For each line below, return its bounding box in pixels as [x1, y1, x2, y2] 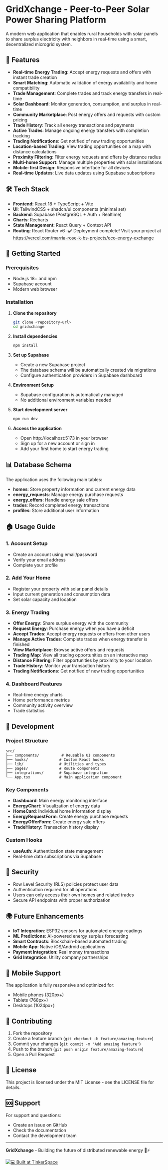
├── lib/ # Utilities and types [5, 762, 107, 767]
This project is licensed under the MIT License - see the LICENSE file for [5, 1079, 154, 1085]
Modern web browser [12, 286, 58, 292]
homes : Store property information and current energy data [12, 486, 136, 492]
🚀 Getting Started [5, 249, 61, 258]
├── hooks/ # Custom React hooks [5, 757, 104, 762]
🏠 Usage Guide [5, 523, 56, 531]
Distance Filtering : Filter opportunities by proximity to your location [12, 657, 152, 663]
